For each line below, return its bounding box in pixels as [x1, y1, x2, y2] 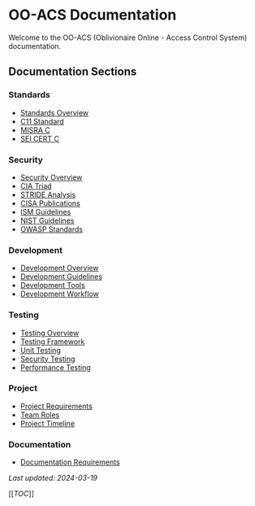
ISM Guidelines [19, 207, 71, 216]
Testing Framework [19, 336, 85, 347]
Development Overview [19, 263, 99, 273]
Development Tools [19, 281, 85, 290]
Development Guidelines [19, 272, 103, 281]
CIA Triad [19, 181, 52, 190]
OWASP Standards [19, 224, 84, 233]
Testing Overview [19, 328, 80, 338]
